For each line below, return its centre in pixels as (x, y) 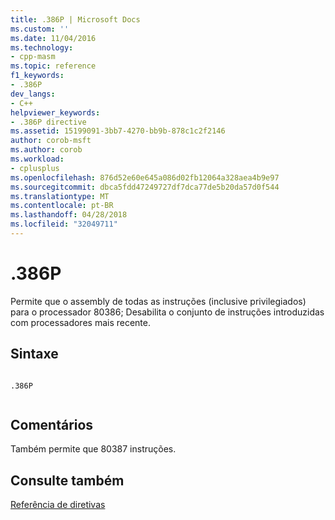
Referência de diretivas (58, 505)
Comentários (52, 425)
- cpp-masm (33, 57)
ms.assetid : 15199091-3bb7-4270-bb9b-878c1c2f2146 (118, 131)
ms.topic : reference (53, 66)
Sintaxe (34, 354)
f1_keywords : (37, 76)
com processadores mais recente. (81, 322)
